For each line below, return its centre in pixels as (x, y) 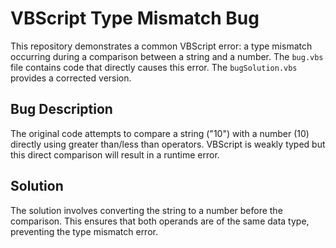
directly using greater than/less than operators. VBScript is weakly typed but (168, 144)
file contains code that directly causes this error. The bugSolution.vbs (154, 67)
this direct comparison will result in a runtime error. (115, 154)
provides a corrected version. (71, 78)
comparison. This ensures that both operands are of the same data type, (160, 221)
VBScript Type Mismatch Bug (135, 18)
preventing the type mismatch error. (84, 231)
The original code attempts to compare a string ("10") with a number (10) (160, 133)
